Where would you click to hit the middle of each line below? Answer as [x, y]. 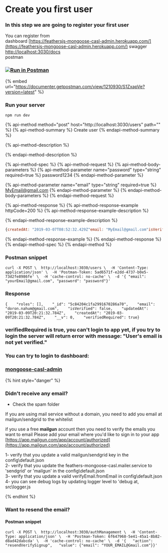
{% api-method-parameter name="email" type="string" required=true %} [81, 185]
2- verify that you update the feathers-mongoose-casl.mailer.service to [79, 465]
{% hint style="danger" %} [33, 380]
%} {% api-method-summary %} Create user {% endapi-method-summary [82, 130]
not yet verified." [26, 343]
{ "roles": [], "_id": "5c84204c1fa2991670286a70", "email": [80, 304]
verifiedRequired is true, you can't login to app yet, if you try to [83, 330]
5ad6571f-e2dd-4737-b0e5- [122, 272]
